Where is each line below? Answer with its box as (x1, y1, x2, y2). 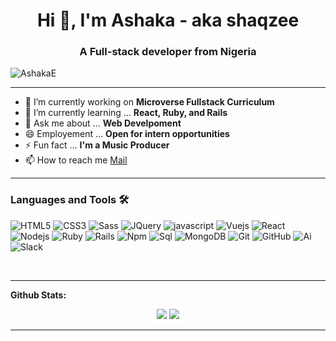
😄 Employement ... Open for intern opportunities (24, 128, 230, 140)
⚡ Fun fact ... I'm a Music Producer (24, 139, 170, 151)
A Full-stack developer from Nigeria (79, 45, 257, 59)
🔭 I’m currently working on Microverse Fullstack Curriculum (24, 96, 275, 108)
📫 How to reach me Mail (24, 154, 128, 166)
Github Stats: (10, 289, 67, 301)
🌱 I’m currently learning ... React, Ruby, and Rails (24, 107, 228, 119)
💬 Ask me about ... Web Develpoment (24, 117, 182, 129)
